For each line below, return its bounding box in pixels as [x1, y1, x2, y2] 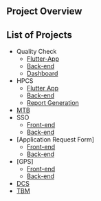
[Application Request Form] [16, 135, 94, 144]
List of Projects [6, 29, 73, 41]
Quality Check [16, 48, 57, 56]
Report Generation [26, 99, 80, 107]
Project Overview [6, 6, 82, 17]
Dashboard [26, 69, 58, 78]
